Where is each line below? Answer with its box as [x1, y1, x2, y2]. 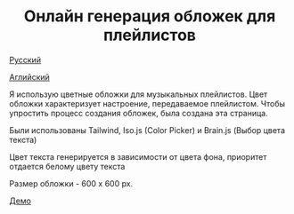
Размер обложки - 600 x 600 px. [9, 178, 134, 188]
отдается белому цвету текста [9, 161, 126, 171]
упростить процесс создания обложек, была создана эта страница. [9, 107, 269, 118]
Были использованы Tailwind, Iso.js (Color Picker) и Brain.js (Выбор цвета [9, 124, 285, 135]
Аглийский [9, 71, 51, 82]
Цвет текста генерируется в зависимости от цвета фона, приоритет [9, 151, 267, 162]
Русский [9, 54, 42, 65]
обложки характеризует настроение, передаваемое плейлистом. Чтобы [9, 98, 286, 108]
